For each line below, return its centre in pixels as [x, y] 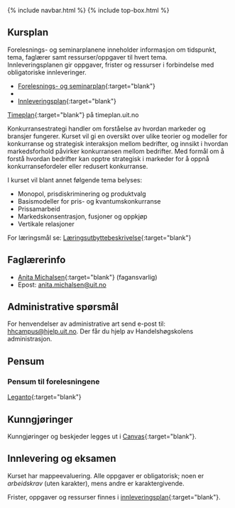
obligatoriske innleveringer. [47, 72]
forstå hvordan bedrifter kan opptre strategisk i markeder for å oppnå [108, 158]
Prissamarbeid [39, 209]
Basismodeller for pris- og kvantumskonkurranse [89, 201]
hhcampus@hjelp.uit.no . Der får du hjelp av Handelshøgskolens [100, 331]
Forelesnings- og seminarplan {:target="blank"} [87, 86]
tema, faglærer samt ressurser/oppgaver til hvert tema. [88, 57]
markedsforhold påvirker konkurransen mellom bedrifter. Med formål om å [116, 151]
